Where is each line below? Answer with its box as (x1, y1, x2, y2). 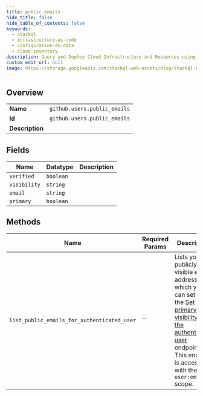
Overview (6, 87, 44, 97)
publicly (174, 260, 198, 268)
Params (144, 242, 167, 251)
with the (174, 366, 198, 374)
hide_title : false (6, 15, 53, 21)
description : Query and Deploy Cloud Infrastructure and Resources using (6, 54, 196, 60)
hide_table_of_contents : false (6, 20, 85, 26)
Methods (6, 217, 41, 227)
